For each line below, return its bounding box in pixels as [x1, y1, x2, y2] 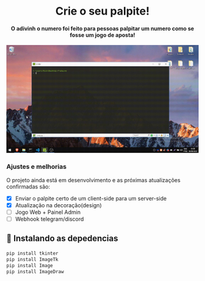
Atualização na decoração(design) [15, 201, 102, 208]
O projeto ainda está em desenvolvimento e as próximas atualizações [6, 176, 181, 183]
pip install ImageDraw [6, 268, 64, 275]
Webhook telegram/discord [15, 215, 84, 222]
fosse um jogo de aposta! [70, 31, 135, 38]
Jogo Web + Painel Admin [15, 208, 81, 216]
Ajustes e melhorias [6, 163, 67, 171]
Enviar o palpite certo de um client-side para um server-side [15, 194, 167, 202]
